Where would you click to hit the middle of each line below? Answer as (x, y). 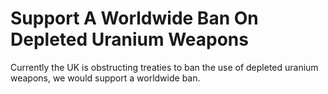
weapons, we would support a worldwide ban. (105, 78)
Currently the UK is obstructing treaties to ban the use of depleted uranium (164, 67)
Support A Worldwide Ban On (134, 18)
